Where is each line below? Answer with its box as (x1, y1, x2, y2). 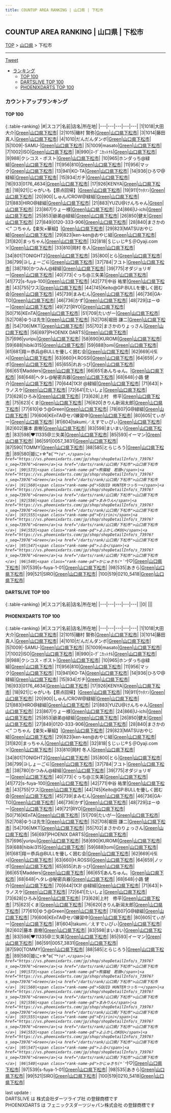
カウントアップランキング (5, 98, 68, 105)
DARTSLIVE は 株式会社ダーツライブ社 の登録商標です (5, 1095, 118, 1102)
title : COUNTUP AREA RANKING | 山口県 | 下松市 (5, 7, 103, 13)
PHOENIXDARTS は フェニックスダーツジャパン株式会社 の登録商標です (5, 1102, 155, 1108)
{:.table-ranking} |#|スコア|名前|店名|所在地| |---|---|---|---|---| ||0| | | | (5, 601, 153, 607)
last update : (5, 1089, 32, 1096)
